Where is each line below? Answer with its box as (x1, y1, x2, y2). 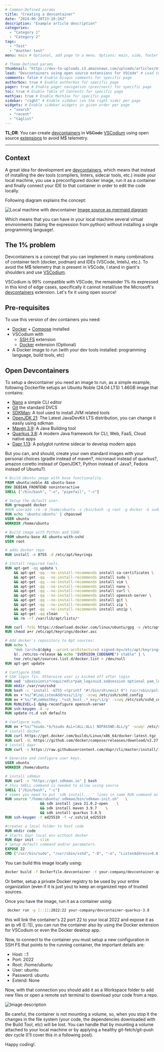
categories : (5, 26, 29, 30)
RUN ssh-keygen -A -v (5, 706, 49, 711)
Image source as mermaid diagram (77, 206, 148, 212)
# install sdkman (5, 774, 41, 779)
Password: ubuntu (12, 972, 49, 978)
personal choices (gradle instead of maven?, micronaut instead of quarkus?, (5, 456, 158, 462)
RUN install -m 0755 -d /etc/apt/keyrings (5, 552, 93, 557)
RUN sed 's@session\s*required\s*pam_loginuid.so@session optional (5, 679, 145, 684)
